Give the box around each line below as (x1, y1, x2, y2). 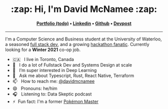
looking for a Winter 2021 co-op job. (5, 46, 81, 53)
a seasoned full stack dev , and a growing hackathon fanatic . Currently (5, 41, 149, 47)
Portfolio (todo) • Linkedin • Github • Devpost (36, 20, 131, 26)
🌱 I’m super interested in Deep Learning (12, 67, 97, 73)
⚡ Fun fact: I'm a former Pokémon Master (12, 98, 99, 104)
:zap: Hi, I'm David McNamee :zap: (10, 3, 157, 15)
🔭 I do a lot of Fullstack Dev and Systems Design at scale (12, 62, 132, 68)
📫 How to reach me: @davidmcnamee (12, 78, 95, 84)
